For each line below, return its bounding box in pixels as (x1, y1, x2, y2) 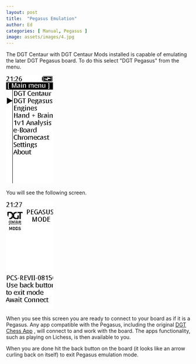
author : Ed (6, 22, 33, 28)
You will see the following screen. (6, 189, 87, 196)
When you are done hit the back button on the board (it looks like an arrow (6, 345, 185, 352)
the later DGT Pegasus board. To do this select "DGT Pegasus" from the (6, 57, 180, 64)
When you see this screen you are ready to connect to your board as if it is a (6, 315, 191, 322)
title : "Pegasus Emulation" (6, 15, 77, 22)
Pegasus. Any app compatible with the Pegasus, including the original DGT (6, 321, 187, 328)
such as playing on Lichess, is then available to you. (6, 334, 131, 341)
